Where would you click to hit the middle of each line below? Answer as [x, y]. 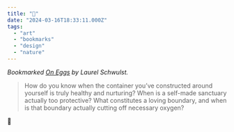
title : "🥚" [23, 14]
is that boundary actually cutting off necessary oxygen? [104, 108]
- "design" [29, 46]
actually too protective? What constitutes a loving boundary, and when [125, 100]
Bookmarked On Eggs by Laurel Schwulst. [68, 72]
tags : [15, 26]
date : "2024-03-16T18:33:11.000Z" [57, 20]
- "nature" [29, 53]
